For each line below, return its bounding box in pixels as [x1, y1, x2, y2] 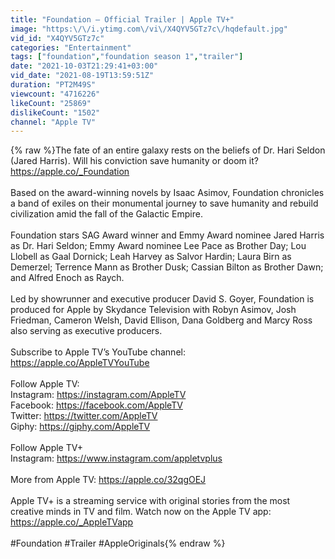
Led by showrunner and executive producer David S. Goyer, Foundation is [10, 293, 315, 305]
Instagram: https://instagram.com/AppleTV [10, 389, 187, 401]
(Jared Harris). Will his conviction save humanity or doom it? [10, 155, 259, 167]
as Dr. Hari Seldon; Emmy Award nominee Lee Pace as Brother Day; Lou [10, 240, 307, 252]
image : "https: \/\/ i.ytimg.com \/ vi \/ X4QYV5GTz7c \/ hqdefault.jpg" [10, 24, 288, 34]
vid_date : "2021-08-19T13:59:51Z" [10, 71, 155, 81]
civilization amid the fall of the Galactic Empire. [10, 208, 203, 220]
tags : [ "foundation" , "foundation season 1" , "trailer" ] [10, 52, 244, 62]
